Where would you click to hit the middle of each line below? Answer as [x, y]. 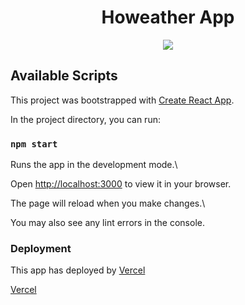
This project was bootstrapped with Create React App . [122, 100]
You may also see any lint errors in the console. [107, 223]
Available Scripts [64, 76]
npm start [34, 144]
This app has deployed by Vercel [78, 270]
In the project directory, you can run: [85, 119]
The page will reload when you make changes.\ [108, 203]
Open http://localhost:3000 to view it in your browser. [121, 184]
